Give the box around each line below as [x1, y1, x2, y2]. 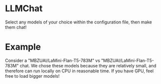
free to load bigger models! [5, 73, 60, 79]
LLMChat [5, 3, 43, 14]
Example [5, 42, 41, 53]
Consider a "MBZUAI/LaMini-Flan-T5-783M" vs [5, 57, 101, 63]
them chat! [5, 24, 27, 30]
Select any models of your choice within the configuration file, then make [5, 19, 152, 25]
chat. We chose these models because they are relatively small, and [20, 63, 157, 68]
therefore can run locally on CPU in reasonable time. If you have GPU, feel [5, 68, 154, 74]
